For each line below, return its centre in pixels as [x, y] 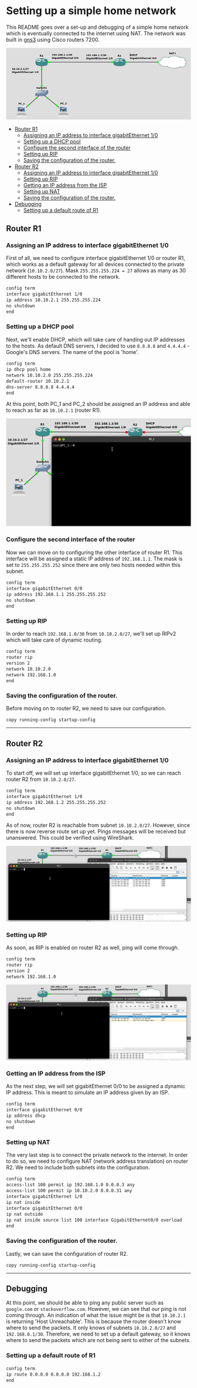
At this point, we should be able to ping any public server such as [85, 1303]
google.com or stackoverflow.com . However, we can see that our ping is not [96, 1309]
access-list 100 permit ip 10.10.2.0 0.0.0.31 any [69, 1191]
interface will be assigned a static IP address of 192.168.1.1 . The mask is [94, 558]
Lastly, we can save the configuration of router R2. [67, 1253]
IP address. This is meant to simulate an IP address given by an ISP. [88, 1093]
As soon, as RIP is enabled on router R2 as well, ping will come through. [93, 947]
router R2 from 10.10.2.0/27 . [41, 779]
